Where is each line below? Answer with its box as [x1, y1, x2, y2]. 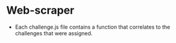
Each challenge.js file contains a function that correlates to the [14, 23, 171, 30]
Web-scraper [6, 4, 75, 17]
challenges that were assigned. [14, 29, 93, 36]
